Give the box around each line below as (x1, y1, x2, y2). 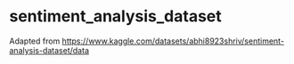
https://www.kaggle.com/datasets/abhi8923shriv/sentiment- (61, 36, 285, 46)
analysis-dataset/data (9, 44, 89, 55)
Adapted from (9, 36, 61, 46)
